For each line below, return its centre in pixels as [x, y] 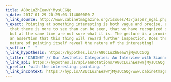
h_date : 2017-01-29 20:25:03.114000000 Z [50, 15]
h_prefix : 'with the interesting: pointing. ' [55, 67]
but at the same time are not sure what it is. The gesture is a [81, 34]
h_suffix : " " [21, 48]
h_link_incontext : [25, 72]
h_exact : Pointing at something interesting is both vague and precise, [84, 24]
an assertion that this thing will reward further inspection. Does [84, 39]
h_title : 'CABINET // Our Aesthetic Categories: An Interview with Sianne [86, 57]
